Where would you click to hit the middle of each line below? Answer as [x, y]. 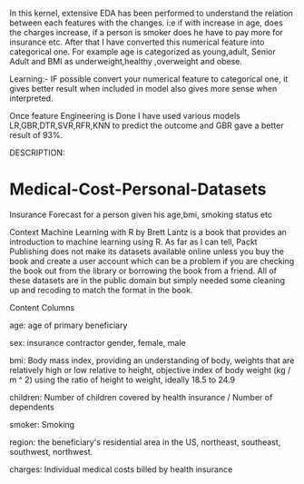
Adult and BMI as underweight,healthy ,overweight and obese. [126, 61]
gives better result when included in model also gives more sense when [143, 89]
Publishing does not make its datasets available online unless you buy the [147, 251]
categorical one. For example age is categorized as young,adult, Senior [143, 52]
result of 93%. [36, 135]
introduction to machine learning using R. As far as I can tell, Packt [133, 242]
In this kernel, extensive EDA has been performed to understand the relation [151, 13]
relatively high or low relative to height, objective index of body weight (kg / [150, 370]
